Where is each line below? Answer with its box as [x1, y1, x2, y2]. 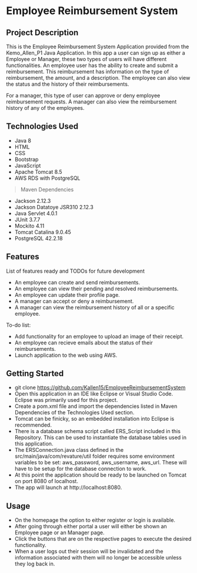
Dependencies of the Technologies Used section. [14, 409, 135, 416]
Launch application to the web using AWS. [14, 351, 118, 358]
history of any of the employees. [6, 105, 85, 111]
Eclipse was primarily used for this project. [14, 397, 118, 404]
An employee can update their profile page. [14, 291, 121, 298]
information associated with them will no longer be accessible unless [14, 554, 182, 561]
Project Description [6, 28, 79, 38]
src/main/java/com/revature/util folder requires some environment [14, 453, 175, 460]
